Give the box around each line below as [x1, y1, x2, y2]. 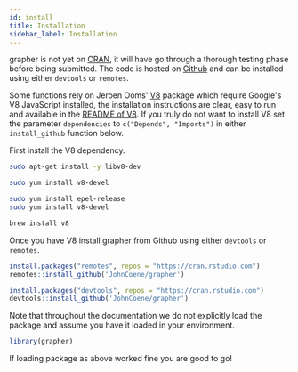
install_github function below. [9, 128, 125, 139]
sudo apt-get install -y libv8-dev [9, 162, 141, 172]
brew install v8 [9, 219, 69, 228]
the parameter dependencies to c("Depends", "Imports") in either [9, 118, 246, 129]
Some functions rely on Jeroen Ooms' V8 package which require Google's [9, 90, 282, 101]
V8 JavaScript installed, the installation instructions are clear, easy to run [9, 100, 277, 110]
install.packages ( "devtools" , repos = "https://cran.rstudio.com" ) [9, 286, 265, 295]
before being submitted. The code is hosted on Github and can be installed [9, 63, 284, 74]
